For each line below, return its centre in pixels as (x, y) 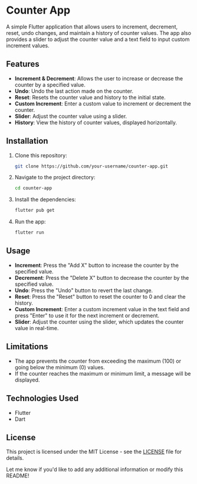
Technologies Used (42, 399)
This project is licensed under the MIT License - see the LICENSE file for (94, 452)
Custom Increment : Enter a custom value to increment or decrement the (103, 104)
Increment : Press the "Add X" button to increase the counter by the (96, 265)
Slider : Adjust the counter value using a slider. (71, 116)
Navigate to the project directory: (55, 178)
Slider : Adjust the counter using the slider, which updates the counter (99, 322)
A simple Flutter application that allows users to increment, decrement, (92, 27)
